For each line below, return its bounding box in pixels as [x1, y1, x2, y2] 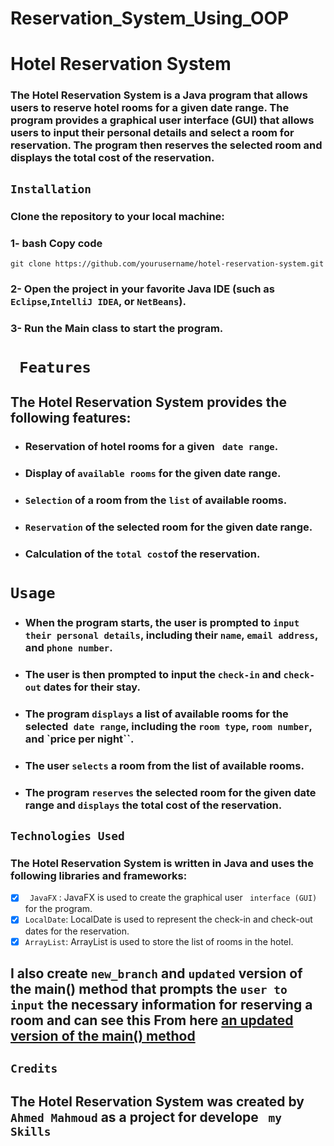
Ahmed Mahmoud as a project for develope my [10, 1108, 283, 1126]
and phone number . [24, 641, 113, 655]
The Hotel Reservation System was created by [10, 1093, 305, 1110]
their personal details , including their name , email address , [24, 628, 318, 642]
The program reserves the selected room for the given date [24, 785, 317, 799]
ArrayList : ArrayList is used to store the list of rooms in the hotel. [24, 935, 294, 947]
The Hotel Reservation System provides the [10, 394, 288, 411]
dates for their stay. [43, 680, 142, 694]
